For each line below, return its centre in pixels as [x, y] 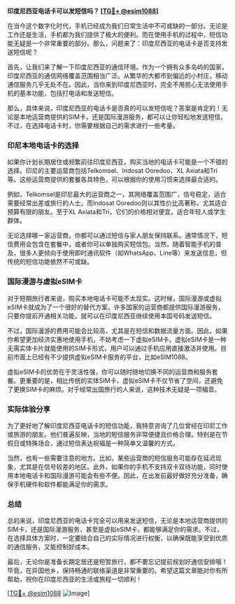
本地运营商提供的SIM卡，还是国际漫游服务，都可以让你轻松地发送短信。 [123, 117]
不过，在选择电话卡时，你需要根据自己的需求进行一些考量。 [93, 126]
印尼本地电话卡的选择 [43, 145]
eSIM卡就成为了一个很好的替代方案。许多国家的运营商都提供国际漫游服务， [116, 307]
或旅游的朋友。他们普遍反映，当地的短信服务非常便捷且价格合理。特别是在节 [117, 434]
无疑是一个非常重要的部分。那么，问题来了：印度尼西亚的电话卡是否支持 [117, 43]
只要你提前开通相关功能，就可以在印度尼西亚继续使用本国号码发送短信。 [111, 316]
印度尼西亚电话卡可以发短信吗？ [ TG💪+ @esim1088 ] [83, 11]
